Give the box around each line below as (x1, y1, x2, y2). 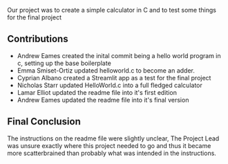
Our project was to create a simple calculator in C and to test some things (7, 6, 216, 14)
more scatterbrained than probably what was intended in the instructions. (7, 149, 216, 157)
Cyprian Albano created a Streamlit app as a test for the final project (17, 73, 211, 82)
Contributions (7, 33, 68, 45)
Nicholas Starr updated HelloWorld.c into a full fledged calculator (17, 81, 202, 89)
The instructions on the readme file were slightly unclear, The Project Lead (7, 134, 220, 143)
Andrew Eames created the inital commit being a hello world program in (17, 51, 221, 60)
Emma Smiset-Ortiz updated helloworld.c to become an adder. (17, 66, 196, 75)
